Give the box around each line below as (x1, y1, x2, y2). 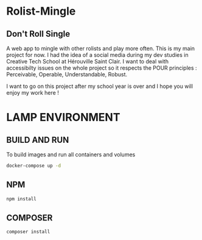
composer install (6, 229, 50, 235)
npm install (6, 195, 37, 202)
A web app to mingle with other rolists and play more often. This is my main (6, 45, 195, 52)
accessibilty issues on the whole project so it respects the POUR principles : (6, 64, 197, 71)
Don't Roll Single (6, 29, 71, 39)
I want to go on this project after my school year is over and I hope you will (6, 82, 193, 90)
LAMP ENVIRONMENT (6, 111, 120, 125)
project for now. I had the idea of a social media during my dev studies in (6, 51, 189, 59)
